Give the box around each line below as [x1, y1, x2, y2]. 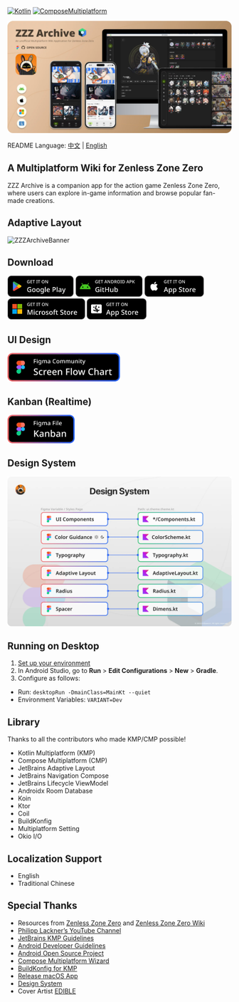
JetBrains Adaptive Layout [17, 764, 95, 773]
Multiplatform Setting [17, 825, 80, 833]
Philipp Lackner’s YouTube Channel [17, 926, 122, 934]
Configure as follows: [17, 674, 80, 683]
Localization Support [7, 852, 102, 865]
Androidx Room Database [17, 787, 93, 795]
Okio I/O [17, 832, 43, 840]
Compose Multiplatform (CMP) [17, 756, 108, 765]
